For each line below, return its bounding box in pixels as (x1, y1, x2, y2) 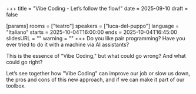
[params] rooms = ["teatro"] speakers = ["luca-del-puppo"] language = (6, 23, 180, 29)
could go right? (6, 58, 43, 65)
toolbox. (6, 82, 26, 89)
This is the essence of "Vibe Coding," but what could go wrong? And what (6, 53, 187, 59)
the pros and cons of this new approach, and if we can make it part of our (6, 76, 185, 83)
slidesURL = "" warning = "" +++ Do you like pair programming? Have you (6, 35, 185, 41)
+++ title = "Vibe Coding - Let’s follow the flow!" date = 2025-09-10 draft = (6, 5, 188, 12)
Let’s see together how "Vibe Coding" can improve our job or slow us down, (6, 70, 190, 76)
